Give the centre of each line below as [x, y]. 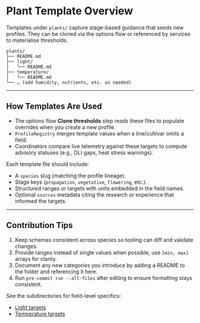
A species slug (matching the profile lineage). [70, 176]
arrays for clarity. [36, 259]
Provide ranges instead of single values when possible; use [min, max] [101, 253]
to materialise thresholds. [37, 40]
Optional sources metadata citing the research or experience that [94, 195]
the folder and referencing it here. [56, 271]
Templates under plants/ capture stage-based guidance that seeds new [95, 27]
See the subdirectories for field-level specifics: [64, 296]
